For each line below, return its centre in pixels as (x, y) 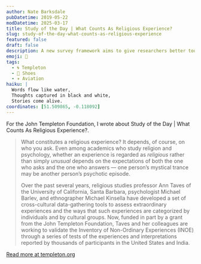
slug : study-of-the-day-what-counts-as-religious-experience (84, 34)
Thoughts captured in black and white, (61, 95)
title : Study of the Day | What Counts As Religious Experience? (89, 28)
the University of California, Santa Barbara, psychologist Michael (100, 191)
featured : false (26, 40)
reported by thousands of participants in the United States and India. (105, 242)
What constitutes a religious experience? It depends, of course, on (103, 142)
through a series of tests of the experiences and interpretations (99, 236)
